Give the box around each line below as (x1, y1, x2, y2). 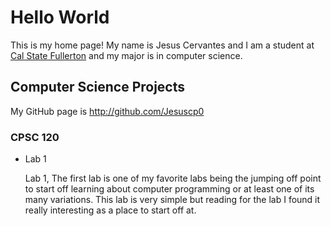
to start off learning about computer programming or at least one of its (24, 183, 315, 195)
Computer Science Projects (10, 79, 186, 96)
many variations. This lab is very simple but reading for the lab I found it (24, 194, 321, 206)
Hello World (10, 6, 110, 29)
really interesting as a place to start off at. (24, 204, 197, 216)
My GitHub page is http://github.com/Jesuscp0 (10, 105, 205, 117)
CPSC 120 (10, 130, 60, 144)
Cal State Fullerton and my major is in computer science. (10, 49, 243, 61)
